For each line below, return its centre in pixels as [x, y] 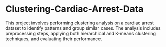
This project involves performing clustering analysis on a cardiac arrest [79, 23]
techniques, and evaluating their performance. [54, 39]
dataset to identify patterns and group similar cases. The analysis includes [83, 28]
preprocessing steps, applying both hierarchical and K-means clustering [81, 33]
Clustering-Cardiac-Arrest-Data [74, 9]
